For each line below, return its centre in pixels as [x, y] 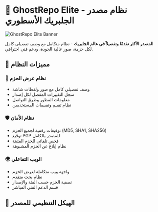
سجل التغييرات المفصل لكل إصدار [43, 94]
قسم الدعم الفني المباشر [35, 187]
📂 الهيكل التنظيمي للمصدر [40, 203]
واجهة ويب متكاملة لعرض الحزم [41, 172]
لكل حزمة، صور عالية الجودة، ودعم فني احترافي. [49, 49]
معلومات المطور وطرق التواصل [41, 99]
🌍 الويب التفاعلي [23, 159]
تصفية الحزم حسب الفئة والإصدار [42, 182]
